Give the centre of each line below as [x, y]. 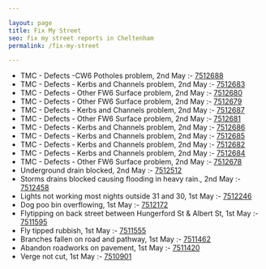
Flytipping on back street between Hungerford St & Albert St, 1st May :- [139, 213]
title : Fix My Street [45, 30]
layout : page [30, 23]
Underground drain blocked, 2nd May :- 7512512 [101, 170]
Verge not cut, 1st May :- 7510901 [76, 257]
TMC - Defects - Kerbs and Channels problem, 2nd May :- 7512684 [133, 153]
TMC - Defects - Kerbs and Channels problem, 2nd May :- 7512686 [133, 127]
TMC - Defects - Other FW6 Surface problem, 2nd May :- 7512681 [131, 119]
